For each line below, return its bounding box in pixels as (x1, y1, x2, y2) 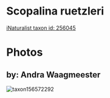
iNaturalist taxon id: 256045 (6, 24, 76, 31)
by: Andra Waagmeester (6, 70, 101, 80)
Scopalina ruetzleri (6, 4, 105, 18)
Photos (6, 45, 43, 59)
